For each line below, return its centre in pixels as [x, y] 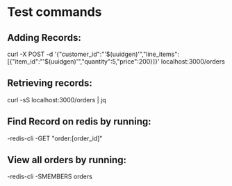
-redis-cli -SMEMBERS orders [50, 176]
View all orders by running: [67, 160]
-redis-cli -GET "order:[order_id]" [55, 138]
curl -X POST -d [30, 54]
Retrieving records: [50, 83]
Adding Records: [44, 38]
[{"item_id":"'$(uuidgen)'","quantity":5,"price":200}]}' [83, 62]
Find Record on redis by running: [79, 122]
